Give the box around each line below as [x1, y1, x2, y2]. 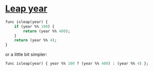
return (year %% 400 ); [23, 28, 70, 34]
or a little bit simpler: [5, 52, 47, 58]
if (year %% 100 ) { [14, 24, 55, 29]
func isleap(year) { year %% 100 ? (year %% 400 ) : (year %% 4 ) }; [5, 61, 149, 66]
